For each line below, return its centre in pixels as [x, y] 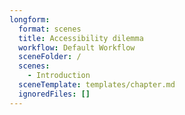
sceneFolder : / [50, 57]
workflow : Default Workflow [77, 47]
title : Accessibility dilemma [81, 38]
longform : [30, 19]
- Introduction [59, 76]
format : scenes [50, 29]
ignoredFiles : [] [54, 94]
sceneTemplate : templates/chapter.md [97, 85]
